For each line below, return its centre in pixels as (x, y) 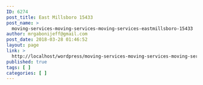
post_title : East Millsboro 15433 (50, 17)
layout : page (23, 45)
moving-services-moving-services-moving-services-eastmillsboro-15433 (102, 28)
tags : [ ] (19, 67)
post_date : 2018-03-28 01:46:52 (47, 40)
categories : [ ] (27, 73)
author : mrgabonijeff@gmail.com (47, 34)
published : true (27, 62)
